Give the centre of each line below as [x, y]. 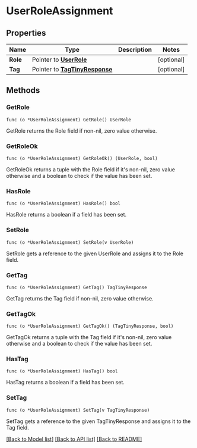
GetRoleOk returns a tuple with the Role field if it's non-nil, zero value [91, 169]
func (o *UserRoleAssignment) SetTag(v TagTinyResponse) [78, 410]
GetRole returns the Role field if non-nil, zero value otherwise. [82, 131]
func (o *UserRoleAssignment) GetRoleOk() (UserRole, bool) [82, 158]
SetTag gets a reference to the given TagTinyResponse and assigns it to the [99, 421]
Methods [23, 90]
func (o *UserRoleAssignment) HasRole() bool [63, 203]
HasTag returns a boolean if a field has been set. [65, 383]
